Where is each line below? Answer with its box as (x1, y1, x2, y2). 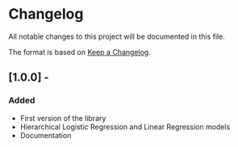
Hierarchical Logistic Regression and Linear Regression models (19, 122, 231, 132)
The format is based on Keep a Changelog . (8, 47, 151, 57)
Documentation (19, 130, 72, 140)
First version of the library (19, 113, 106, 123)
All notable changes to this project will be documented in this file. (8, 31, 226, 41)
